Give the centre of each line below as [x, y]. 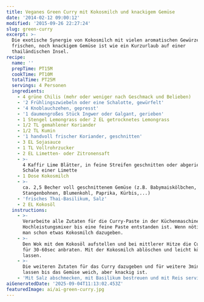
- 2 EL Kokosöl [36, 205]
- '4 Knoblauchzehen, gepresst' [58, 108]
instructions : [29, 210]
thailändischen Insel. [40, 52]
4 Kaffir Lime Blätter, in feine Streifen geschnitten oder [100, 165]
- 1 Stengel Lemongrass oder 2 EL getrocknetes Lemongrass [93, 119]
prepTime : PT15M [32, 68]
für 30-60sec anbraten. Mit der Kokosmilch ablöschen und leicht [107, 250]
